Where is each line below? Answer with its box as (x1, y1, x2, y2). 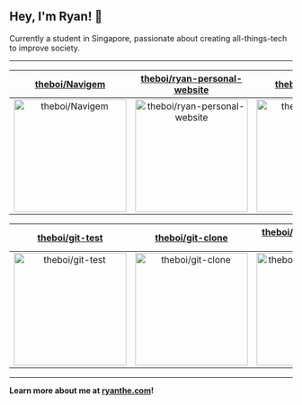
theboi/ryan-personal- (140, 72, 243, 85)
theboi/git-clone (155, 231, 228, 244)
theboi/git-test (37, 231, 103, 244)
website (173, 83, 209, 95)
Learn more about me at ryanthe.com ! (9, 384, 155, 396)
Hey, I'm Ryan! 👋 (9, 9, 103, 24)
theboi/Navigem (34, 77, 106, 90)
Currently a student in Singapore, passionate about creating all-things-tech (9, 32, 288, 43)
